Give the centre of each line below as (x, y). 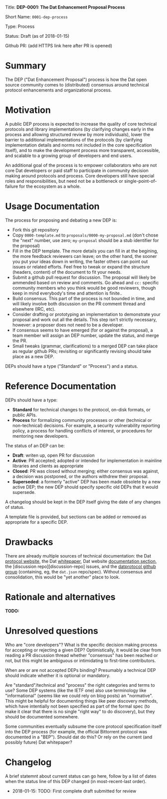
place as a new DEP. (33, 356)
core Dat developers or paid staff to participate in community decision (77, 170)
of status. (15, 507)
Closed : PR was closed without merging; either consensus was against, (86, 471)
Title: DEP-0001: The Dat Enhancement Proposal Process (65, 7)
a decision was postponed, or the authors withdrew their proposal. (81, 476)
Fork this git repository (36, 230)
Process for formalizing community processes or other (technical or (82, 420)
